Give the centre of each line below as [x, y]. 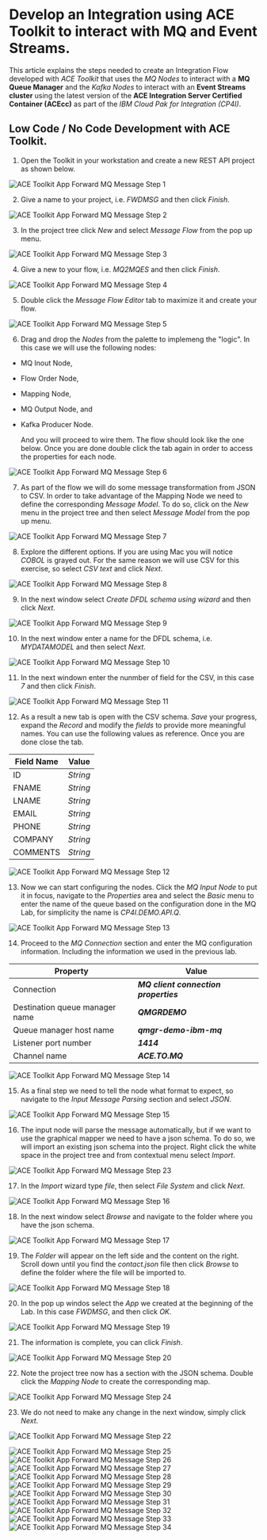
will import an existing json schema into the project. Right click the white [138, 1146]
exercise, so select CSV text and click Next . [92, 568]
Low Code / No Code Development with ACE [120, 129]
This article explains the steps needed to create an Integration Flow [119, 70]
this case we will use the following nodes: [88, 347]
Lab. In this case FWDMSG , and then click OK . [96, 1311]
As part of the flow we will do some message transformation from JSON [138, 487]
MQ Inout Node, [47, 363]
